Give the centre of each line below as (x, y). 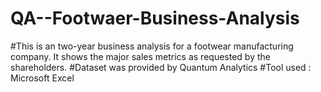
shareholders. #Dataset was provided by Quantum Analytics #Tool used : (161, 67)
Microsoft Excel (42, 78)
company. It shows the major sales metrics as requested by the (140, 56)
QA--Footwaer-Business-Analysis (155, 18)
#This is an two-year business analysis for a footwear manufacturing (152, 46)
